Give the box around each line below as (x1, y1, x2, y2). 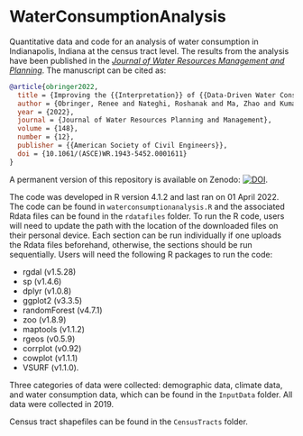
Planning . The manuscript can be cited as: (9, 65, 167, 76)
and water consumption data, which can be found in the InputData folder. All (9, 389, 293, 400)
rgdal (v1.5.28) (22, 266, 77, 277)
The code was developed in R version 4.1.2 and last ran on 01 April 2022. (9, 191, 280, 202)
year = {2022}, (17, 107, 75, 116)
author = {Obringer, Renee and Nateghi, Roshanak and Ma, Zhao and (17, 99, 277, 108)
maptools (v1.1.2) (22, 323, 86, 334)
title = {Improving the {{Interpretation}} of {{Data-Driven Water (17, 90, 277, 100)
